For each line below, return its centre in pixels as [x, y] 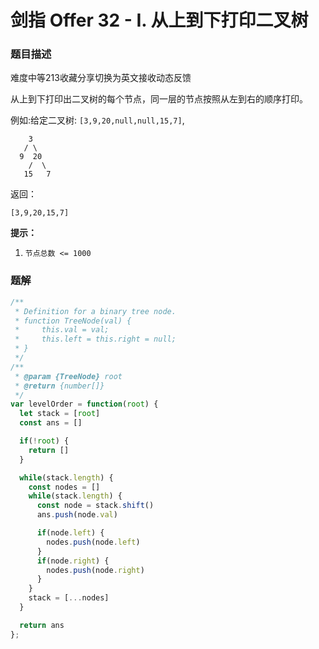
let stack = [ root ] [60, 414]
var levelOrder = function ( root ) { [84, 404]
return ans [42, 625]
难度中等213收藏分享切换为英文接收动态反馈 [101, 78]
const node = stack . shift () [95, 506]
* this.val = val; [62, 330]
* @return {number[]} [59, 386]
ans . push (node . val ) [77, 515]
